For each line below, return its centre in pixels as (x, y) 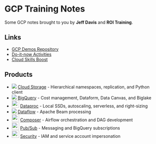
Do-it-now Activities (31, 54)
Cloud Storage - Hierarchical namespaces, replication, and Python (84, 87)
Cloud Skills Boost (29, 59)
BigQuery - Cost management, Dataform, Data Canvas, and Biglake (85, 98)
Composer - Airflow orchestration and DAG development (77, 120)
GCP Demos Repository (35, 49)
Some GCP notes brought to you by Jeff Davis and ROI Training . (69, 22)
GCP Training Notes (45, 9)
